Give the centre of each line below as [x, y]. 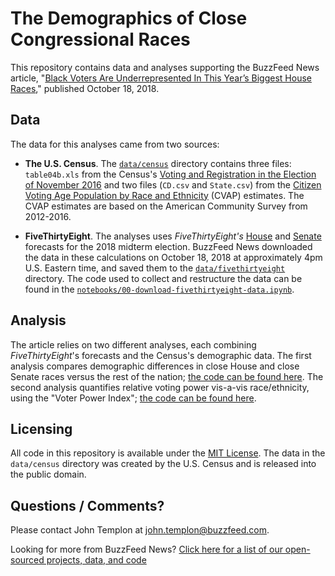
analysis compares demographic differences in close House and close [155, 366]
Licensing [41, 428]
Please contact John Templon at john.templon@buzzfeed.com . [140, 530]
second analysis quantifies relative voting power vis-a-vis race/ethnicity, [160, 387]
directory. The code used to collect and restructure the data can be [163, 278]
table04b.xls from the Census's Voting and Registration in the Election [170, 174]
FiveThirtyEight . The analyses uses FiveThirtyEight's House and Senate [173, 236]
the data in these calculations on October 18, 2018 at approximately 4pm [173, 257]
